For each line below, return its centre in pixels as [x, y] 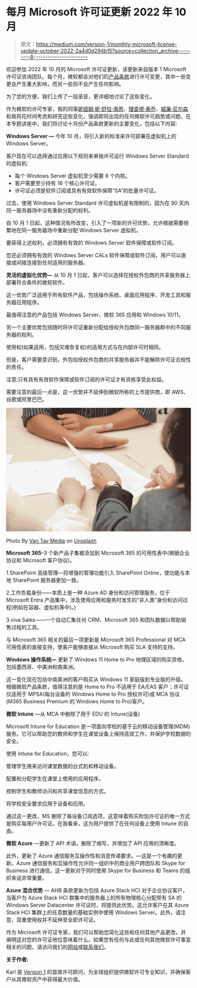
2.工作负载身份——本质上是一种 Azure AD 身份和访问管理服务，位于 [88, 592]
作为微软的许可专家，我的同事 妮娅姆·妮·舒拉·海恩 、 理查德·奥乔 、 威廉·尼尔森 [97, 109]
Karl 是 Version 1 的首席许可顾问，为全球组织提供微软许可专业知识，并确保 [96, 972]
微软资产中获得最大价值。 [52, 979]
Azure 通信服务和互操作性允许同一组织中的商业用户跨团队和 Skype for [101, 863]
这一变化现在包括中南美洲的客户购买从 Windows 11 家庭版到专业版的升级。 [96, 679]
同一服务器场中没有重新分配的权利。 [50, 210]
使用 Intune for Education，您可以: [47, 753]
